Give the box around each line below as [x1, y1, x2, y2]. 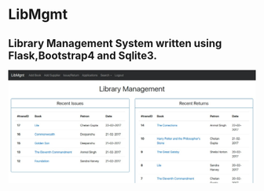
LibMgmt [8, 5, 68, 23]
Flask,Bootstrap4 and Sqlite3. [8, 49, 157, 62]
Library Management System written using [8, 37, 222, 50]
